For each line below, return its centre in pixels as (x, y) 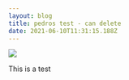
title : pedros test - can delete (65, 23)
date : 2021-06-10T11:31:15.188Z (63, 31)
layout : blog (30, 16)
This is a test (30, 69)
